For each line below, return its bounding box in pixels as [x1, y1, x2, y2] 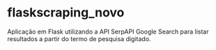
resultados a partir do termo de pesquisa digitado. [7, 34, 151, 42]
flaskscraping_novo [7, 5, 125, 21]
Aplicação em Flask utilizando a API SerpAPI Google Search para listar [7, 27, 209, 36]
